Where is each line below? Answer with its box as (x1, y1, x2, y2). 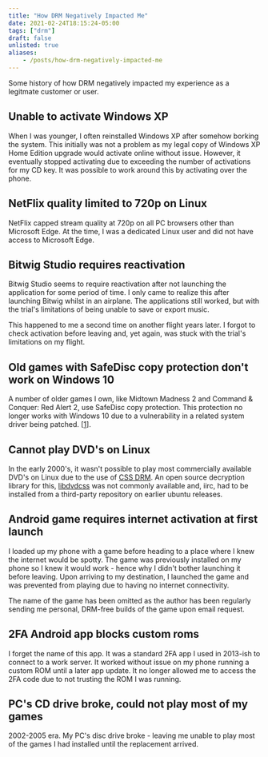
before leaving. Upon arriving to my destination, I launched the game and (8, 572, 250, 581)
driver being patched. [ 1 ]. (8, 420, 92, 429)
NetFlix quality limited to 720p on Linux (8, 197, 208, 210)
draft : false (8, 34, 52, 42)
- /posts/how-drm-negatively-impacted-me (22, 57, 162, 65)
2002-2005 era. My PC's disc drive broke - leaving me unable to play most (8, 731, 255, 740)
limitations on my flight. (8, 337, 86, 347)
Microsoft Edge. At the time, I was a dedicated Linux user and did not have (8, 226, 254, 236)
